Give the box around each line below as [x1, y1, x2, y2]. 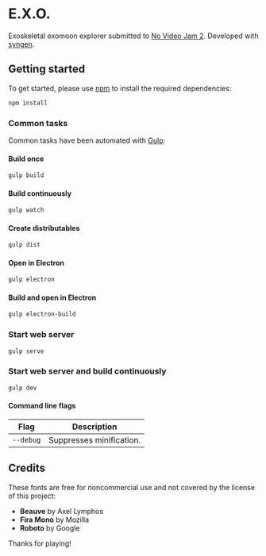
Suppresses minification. [48, 434, 141, 445]
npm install [8, 98, 48, 107]
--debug [12, 435, 41, 444]
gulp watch [8, 206, 44, 214]
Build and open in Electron [8, 293, 97, 302]
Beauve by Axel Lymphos [19, 506, 104, 516]
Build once [8, 154, 44, 163]
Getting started [8, 63, 86, 76]
